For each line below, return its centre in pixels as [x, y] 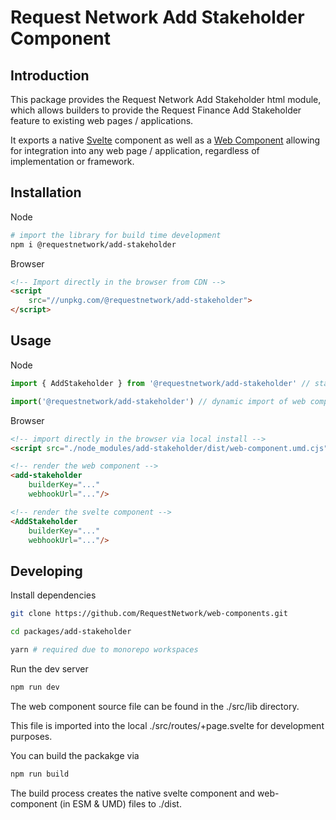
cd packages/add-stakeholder [71, 632]
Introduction [50, 75]
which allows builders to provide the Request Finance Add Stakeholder [156, 110]
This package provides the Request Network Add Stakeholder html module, [166, 99]
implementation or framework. [72, 161]
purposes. [31, 736]
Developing [46, 571]
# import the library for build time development [116, 235]
